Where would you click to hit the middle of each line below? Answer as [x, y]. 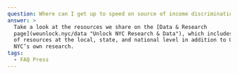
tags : [15, 54]
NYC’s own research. [44, 47]
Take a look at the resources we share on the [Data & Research [110, 27]
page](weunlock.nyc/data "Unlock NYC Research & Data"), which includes [123, 33]
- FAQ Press [32, 60]
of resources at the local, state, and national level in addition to [120, 40]
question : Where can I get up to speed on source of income [98, 14]
